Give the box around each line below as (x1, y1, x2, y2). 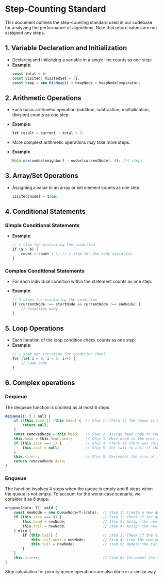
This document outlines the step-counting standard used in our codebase (5, 19, 153, 25)
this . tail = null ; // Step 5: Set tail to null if (22, 445, 151, 450)
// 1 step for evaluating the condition (12, 242, 95, 247)
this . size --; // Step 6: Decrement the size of (14, 454, 155, 460)
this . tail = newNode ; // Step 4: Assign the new (22, 524, 158, 528)
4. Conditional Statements (5, 207, 86, 216)
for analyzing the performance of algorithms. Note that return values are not (5, 24, 157, 30)
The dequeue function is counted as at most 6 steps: (5, 404, 111, 410)
